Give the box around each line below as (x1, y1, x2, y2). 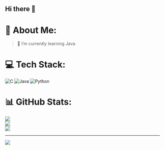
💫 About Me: (5, 25, 57, 36)
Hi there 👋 (5, 5, 36, 13)
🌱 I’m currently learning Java (17, 41, 76, 47)
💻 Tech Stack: (5, 59, 66, 70)
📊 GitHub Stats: (5, 97, 72, 108)
